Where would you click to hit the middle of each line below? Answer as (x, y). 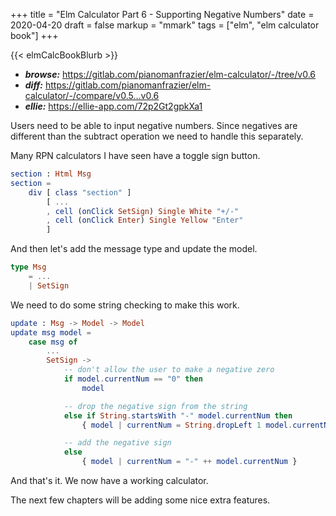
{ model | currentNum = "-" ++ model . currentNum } (189, 462)
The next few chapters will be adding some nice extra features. (140, 500)
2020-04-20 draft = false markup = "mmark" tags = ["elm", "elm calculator (165, 25)
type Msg (28, 267)
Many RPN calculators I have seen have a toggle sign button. (135, 155)
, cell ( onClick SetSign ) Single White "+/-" (143, 211)
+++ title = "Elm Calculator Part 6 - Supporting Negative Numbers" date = (162, 14)
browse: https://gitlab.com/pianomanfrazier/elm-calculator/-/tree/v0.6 (170, 74)
